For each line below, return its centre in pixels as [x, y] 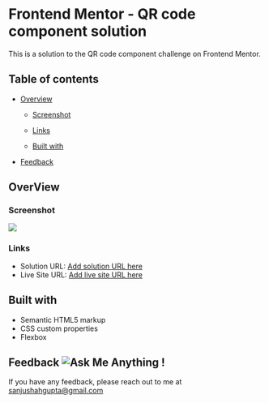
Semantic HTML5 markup [63, 319]
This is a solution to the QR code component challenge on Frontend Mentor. [134, 54]
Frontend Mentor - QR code [102, 14]
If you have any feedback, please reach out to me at [95, 382]
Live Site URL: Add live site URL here [81, 274]
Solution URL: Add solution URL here [81, 266]
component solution [78, 31]
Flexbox [33, 337]
